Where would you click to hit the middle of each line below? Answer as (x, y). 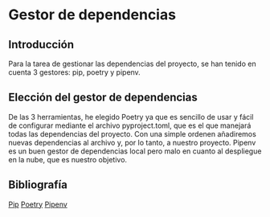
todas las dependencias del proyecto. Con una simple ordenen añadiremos (133, 133)
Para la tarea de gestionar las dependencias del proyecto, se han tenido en (132, 63)
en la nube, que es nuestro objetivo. (67, 159)
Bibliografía (38, 185)
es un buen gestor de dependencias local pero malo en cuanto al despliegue (135, 151)
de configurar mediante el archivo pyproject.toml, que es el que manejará (130, 125)
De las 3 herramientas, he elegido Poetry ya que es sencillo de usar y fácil (131, 117)
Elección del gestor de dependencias (103, 98)
